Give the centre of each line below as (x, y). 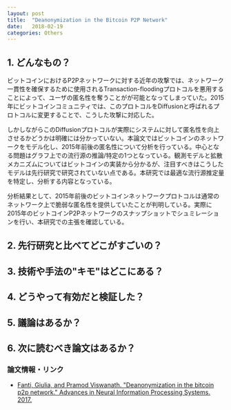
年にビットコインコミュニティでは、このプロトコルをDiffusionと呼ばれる (110, 106)
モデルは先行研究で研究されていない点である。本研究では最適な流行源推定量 (116, 173)
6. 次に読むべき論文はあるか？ (71, 348)
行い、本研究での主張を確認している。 (73, 222)
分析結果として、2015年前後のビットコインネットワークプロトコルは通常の (113, 196)
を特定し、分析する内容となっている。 (61, 182)
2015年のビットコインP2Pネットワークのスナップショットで (92, 213)
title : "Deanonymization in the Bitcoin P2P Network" (88, 20)
